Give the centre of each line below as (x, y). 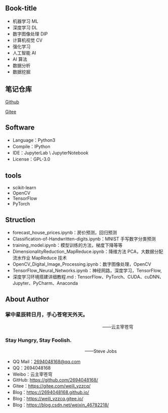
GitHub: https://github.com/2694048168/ (55, 380)
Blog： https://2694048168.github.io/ (51, 392)
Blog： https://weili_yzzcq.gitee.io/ (48, 399)
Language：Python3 (34, 140)
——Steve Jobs (101, 351)
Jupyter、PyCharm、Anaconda (45, 283)
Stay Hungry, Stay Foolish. (39, 340)
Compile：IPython (31, 147)
